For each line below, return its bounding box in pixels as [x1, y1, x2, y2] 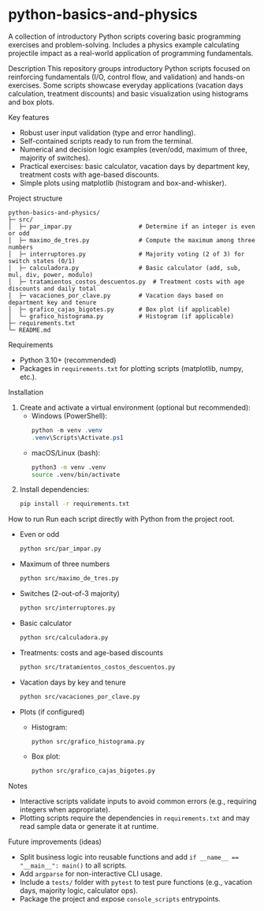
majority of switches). [19, 152, 91, 163]
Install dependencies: [19, 485, 90, 494]
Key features [8, 112, 50, 122]
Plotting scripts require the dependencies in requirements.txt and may [19, 813, 251, 823]
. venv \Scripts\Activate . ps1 [31, 433, 124, 441]
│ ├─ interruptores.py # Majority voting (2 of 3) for [8, 250, 245, 258]
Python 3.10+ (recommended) [19, 355, 117, 365]
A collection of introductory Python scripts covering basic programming [8, 32, 241, 41]
